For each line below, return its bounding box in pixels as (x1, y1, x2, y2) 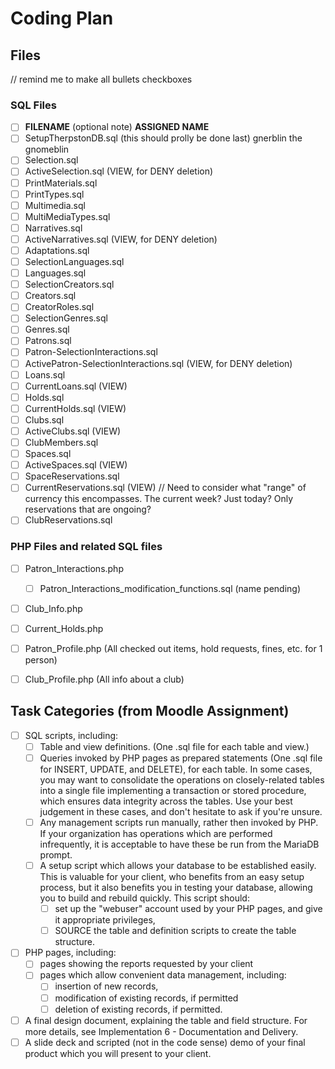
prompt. (39, 849, 73, 861)
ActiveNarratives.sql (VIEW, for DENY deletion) (24, 233, 218, 245)
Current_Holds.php (24, 622, 104, 634)
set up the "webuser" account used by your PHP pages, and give (54, 903, 323, 915)
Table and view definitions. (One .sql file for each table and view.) (39, 740, 310, 752)
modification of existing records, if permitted (54, 992, 239, 1004)
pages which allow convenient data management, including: (39, 969, 287, 981)
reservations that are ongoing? (24, 503, 152, 516)
